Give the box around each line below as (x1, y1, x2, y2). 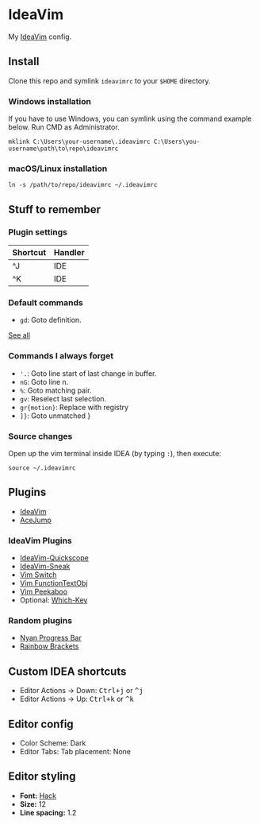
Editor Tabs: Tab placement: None (19, 746, 132, 756)
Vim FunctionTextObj (19, 579, 89, 588)
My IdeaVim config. (8, 32, 72, 41)
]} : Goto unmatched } (19, 411, 91, 420)
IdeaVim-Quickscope (19, 553, 89, 563)
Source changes (8, 431, 73, 442)
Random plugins (8, 614, 73, 626)
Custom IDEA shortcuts (8, 664, 127, 678)
